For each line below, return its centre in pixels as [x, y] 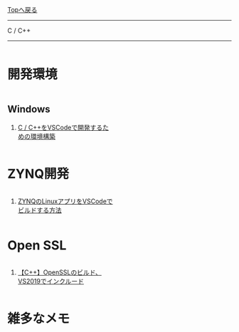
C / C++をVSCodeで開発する [60, 127]
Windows [29, 109]
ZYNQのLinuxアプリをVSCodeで [65, 201]
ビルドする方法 [39, 210]
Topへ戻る [22, 10]
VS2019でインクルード [51, 281]
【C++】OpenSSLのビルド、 [59, 272]
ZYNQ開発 [38, 174]
